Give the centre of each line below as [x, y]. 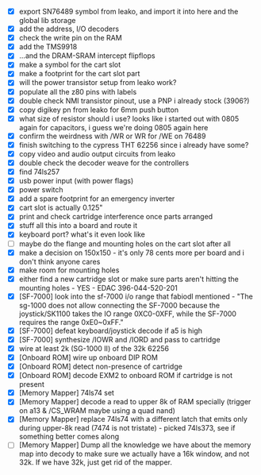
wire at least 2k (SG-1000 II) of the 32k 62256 [94, 348]
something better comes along [69, 437]
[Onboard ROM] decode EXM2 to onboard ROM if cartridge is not [126, 376]
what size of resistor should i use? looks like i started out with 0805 [129, 118]
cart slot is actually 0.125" [61, 208]
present [31, 384]
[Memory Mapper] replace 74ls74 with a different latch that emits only [133, 419]
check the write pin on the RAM [70, 38]
